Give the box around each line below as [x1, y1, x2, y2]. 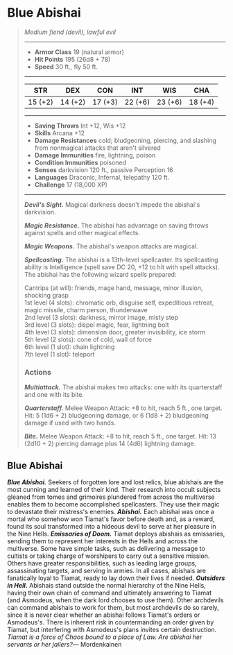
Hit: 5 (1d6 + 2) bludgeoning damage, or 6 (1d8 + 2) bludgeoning [24, 411, 209, 420]
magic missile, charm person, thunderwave [24, 305, 148, 314]
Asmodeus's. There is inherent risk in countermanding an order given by [7, 618, 214, 627]
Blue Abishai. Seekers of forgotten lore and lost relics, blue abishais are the [7, 478, 224, 486]
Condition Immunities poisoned [34, 158, 127, 167]
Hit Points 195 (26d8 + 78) [34, 55, 111, 63]
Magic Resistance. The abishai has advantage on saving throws [24, 221, 209, 230]
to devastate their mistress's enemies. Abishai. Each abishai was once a [7, 508, 215, 516]
